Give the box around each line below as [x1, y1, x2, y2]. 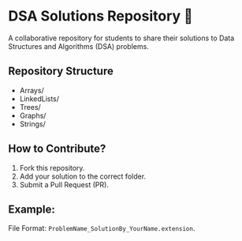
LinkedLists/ [19, 94, 60, 104]
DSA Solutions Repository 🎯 [8, 7, 193, 25]
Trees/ [19, 102, 41, 111]
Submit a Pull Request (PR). [19, 179, 109, 189]
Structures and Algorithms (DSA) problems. [8, 41, 150, 51]
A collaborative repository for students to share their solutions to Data [8, 33, 235, 43]
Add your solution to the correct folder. [19, 171, 147, 181]
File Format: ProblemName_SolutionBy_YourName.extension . [8, 224, 195, 233]
